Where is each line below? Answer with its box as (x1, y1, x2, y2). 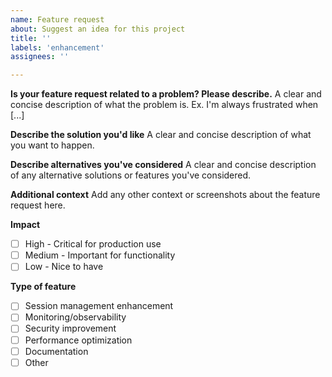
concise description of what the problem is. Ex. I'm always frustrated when (10, 99, 319, 111)
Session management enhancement (24, 300, 174, 312)
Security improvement (24, 322, 117, 335)
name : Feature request (10, 14, 105, 25)
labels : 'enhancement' (10, 42, 105, 53)
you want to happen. (10, 139, 95, 151)
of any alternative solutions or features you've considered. (10, 169, 252, 181)
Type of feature (10, 281, 77, 293)
